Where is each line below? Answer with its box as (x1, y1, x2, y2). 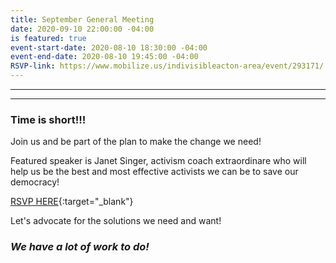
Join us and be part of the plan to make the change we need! (10, 136, 262, 148)
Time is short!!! (10, 112, 87, 126)
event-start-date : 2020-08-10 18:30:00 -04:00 (10, 42, 208, 53)
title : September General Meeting (10, 14, 155, 25)
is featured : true (10, 33, 87, 43)
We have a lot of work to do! (10, 240, 150, 254)
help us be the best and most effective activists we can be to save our (10, 166, 299, 178)
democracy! (10, 176, 60, 188)
